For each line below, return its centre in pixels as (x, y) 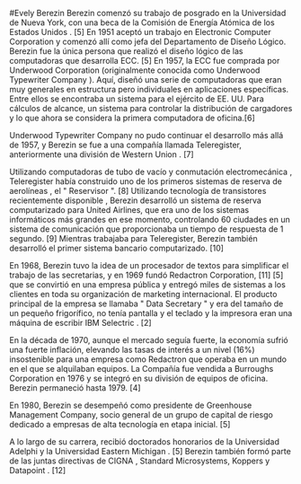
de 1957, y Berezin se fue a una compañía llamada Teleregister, (126, 145)
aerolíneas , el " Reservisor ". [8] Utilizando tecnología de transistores (138, 191)
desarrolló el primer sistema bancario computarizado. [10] (117, 248)
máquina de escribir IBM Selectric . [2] (80, 323)
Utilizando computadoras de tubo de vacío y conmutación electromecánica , (151, 172)
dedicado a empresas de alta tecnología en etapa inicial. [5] (120, 424)
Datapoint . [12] (38, 470)
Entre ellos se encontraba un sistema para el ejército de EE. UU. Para (137, 99)
